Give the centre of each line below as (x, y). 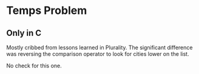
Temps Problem (47, 11)
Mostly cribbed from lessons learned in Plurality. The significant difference (99, 47)
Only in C (24, 33)
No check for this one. (34, 66)
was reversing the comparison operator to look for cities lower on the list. (98, 54)
